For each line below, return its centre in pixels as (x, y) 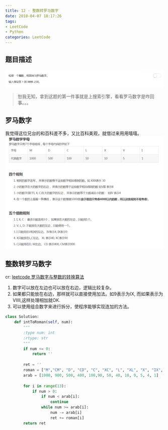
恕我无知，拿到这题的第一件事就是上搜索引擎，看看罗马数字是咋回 (86, 96)
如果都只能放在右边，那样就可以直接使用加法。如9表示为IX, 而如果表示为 (88, 294)
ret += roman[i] (67, 418)
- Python (14, 32)
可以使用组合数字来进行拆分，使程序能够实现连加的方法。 (72, 307)
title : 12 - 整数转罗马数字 (32, 11)
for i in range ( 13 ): (45, 386)
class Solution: (22, 317)
